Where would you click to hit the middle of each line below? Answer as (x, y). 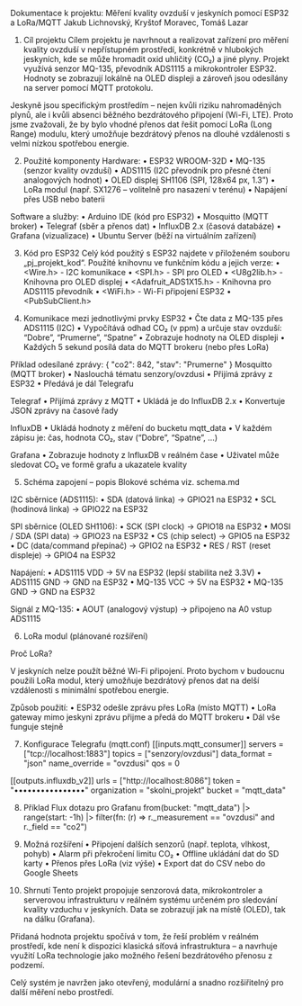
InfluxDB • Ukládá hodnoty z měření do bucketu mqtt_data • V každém (141, 428)
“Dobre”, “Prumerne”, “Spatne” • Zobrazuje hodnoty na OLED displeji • (154, 337)
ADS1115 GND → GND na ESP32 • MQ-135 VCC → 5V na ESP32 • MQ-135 (147, 582)
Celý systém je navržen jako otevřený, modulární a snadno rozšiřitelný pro (147, 983)
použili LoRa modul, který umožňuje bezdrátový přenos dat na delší (135, 680)
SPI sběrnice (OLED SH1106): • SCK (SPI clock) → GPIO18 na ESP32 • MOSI (151, 526)
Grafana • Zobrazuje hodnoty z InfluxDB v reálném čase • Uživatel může (145, 455)
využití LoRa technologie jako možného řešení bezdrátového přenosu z (142, 956)
